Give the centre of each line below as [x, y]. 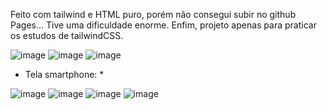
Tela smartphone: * [64, 74]
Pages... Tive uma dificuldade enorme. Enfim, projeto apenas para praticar [163, 25]
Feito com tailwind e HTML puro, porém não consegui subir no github [153, 14]
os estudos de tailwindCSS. [67, 35]
